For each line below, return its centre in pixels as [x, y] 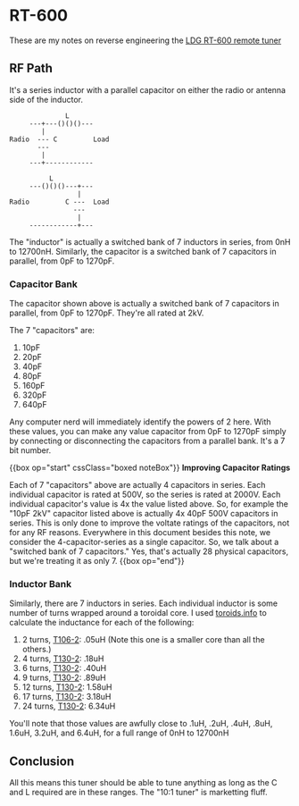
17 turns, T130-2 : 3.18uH [66, 697]
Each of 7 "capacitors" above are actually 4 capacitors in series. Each [137, 485]
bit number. [30, 450]
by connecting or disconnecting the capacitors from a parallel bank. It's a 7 [147, 441]
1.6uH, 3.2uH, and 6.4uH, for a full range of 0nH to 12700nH [119, 733]
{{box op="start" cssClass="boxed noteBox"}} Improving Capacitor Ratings [150, 468]
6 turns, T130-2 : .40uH [64, 668]
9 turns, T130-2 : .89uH [64, 678]
